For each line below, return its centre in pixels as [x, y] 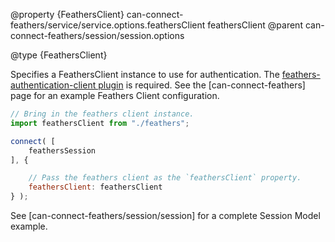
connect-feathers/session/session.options [97, 35]
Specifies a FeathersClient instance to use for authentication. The [145, 74]
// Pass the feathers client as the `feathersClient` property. [165, 178]
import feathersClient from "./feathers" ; [100, 123]
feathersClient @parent [255, 25]
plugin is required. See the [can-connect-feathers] [202, 85]
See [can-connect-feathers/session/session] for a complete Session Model [165, 215]
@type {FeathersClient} [59, 55]
